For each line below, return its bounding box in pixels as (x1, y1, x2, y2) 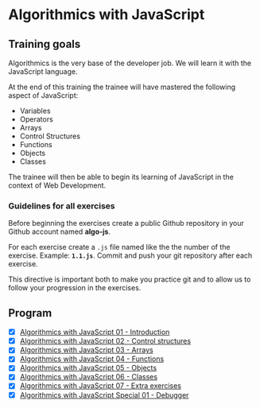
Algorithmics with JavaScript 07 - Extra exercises (19, 381, 181, 391)
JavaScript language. (8, 67, 78, 76)
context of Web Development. (8, 181, 107, 190)
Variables (19, 106, 51, 115)
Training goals (8, 37, 81, 51)
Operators (19, 115, 53, 124)
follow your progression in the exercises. (8, 283, 142, 293)
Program (8, 306, 52, 320)
